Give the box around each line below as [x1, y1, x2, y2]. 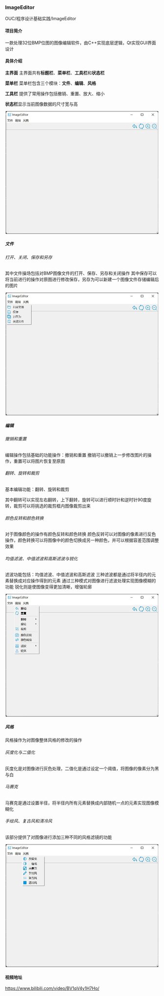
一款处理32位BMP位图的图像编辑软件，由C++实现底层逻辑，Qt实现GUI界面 [5, 40, 156, 46]
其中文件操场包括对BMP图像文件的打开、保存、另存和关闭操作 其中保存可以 [5, 270, 157, 276]
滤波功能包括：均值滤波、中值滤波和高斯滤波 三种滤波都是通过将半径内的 [5, 572, 152, 578]
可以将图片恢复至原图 [21, 458, 65, 464]
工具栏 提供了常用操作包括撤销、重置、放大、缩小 [5, 90, 105, 97]
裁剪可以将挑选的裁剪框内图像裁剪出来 [13, 503, 91, 509]
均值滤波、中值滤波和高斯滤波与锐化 [5, 556, 78, 562]
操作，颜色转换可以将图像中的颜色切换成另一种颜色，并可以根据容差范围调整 [5, 537, 159, 543]
